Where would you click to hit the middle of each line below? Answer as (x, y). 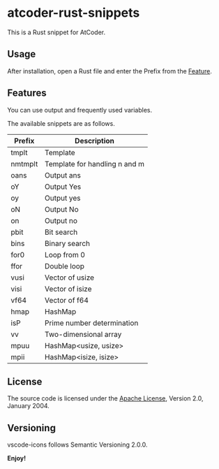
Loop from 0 (65, 254)
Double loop (65, 266)
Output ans (63, 175)
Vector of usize (69, 277)
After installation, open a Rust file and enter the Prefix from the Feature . (110, 71)
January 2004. (29, 406)
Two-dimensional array (83, 334)
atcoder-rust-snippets (74, 13)
